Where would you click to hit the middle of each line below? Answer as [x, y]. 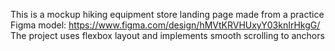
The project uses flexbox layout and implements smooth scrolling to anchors [167, 35]
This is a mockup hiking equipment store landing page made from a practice [167, 14]
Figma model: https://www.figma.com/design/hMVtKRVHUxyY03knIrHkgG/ [165, 25]
